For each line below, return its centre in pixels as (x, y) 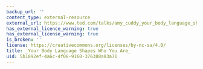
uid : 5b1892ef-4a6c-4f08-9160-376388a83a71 (62, 56)
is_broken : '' (24, 40)
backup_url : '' (25, 12)
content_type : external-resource (48, 17)
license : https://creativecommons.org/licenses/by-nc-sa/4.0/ (86, 46)
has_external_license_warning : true (52, 34)
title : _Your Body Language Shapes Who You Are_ (69, 51)
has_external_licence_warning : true (52, 28)
